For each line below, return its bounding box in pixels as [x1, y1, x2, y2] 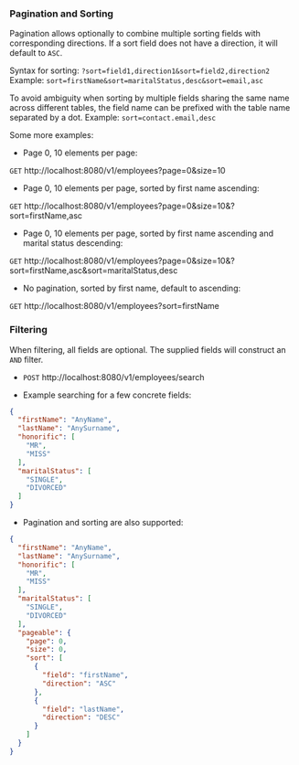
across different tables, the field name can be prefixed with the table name [9, 102, 291, 113]
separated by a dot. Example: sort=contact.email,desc [9, 112, 217, 123]
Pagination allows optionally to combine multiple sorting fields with [9, 28, 261, 39]
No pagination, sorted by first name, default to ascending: [22, 282, 240, 294]
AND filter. [9, 354, 44, 365]
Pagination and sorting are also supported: [22, 517, 184, 528]
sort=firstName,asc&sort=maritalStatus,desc [9, 265, 178, 276]
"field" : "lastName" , [42, 705, 125, 714]
